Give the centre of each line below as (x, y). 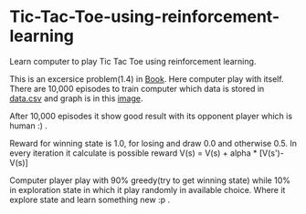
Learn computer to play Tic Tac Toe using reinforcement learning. (133, 61)
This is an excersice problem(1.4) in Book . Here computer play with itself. (147, 78)
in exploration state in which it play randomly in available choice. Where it (148, 189)
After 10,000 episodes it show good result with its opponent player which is (151, 116)
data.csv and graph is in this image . (76, 98)
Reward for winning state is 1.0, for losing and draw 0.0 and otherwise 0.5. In (153, 143)
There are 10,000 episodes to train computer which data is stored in (137, 88)
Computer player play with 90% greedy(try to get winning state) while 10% (150, 180)
